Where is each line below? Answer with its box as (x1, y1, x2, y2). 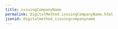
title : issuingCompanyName (5, 7, 62, 12)
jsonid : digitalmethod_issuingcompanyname (5, 16, 95, 21)
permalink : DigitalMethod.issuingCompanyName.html (5, 12, 113, 17)
